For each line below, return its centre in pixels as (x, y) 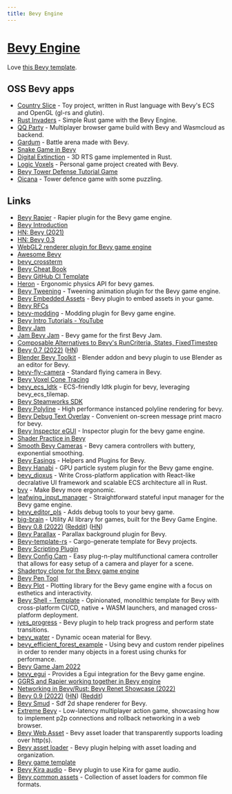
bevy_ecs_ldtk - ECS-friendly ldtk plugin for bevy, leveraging (103, 387)
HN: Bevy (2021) (40, 232)
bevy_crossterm (40, 262)
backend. (30, 135)
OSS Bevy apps (41, 88)
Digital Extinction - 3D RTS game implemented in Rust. (95, 157)
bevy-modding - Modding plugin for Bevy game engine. (96, 313)
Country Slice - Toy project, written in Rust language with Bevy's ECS (116, 105)
